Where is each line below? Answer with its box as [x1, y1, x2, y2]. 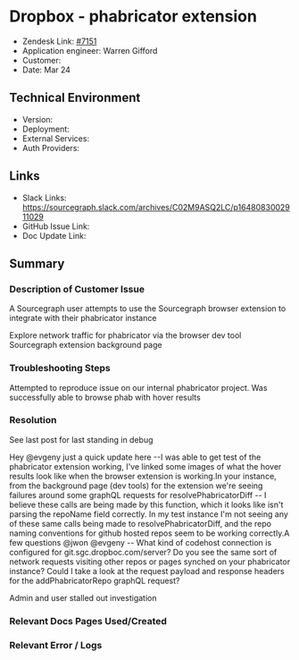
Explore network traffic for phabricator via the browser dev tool [9, 330, 242, 341]
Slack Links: [21, 192, 67, 203]
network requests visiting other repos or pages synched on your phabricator [9, 556, 291, 567]
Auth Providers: [21, 142, 80, 153]
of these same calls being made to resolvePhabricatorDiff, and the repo [9, 518, 272, 529]
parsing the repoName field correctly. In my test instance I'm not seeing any [9, 508, 288, 520]
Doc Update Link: [21, 230, 87, 241]
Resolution [9, 414, 57, 427]
